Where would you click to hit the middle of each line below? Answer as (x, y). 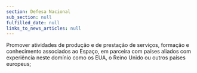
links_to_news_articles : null (44, 28)
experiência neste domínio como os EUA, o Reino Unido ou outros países (96, 58)
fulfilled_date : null (33, 23)
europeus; (19, 64)
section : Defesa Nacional (38, 12)
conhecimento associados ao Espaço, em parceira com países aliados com (98, 52)
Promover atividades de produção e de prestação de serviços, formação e (98, 45)
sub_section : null (29, 17)
